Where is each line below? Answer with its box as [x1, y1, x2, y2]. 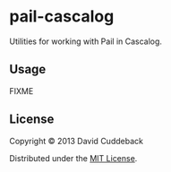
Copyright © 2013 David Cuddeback [9, 135, 143, 146]
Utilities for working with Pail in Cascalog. [9, 36, 163, 47]
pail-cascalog [9, 6, 115, 27]
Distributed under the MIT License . [9, 152, 138, 163]
